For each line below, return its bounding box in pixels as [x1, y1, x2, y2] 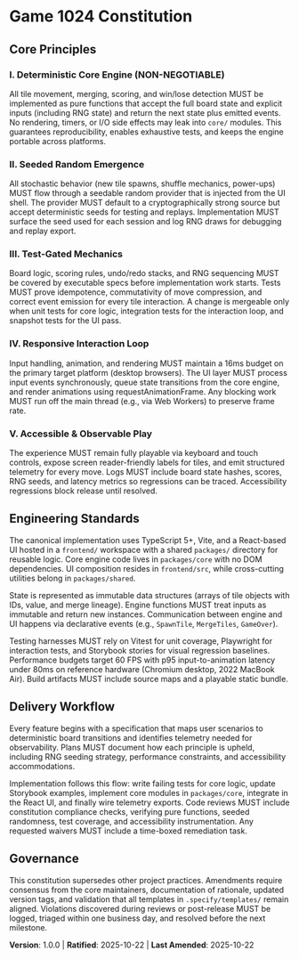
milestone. [9, 922, 47, 932]
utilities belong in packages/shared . [9, 573, 136, 583]
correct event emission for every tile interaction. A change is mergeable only [9, 297, 290, 307]
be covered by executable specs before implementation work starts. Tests [9, 278, 281, 289]
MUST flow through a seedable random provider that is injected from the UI [9, 188, 287, 199]
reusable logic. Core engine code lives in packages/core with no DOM [9, 554, 263, 565]
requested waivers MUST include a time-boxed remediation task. [9, 825, 247, 836]
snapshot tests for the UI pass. [9, 315, 122, 326]
